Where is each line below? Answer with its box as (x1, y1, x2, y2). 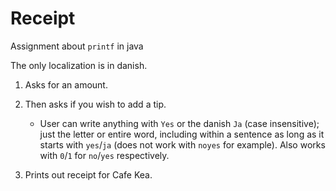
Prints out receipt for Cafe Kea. (24, 168, 153, 181)
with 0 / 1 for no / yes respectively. (39, 149, 170, 161)
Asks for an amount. (24, 78, 108, 91)
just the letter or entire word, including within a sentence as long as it (39, 128, 325, 140)
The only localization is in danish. (10, 59, 148, 71)
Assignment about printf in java (10, 40, 144, 52)
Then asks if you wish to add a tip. (24, 98, 167, 110)
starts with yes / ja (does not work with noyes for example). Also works (39, 138, 326, 151)
